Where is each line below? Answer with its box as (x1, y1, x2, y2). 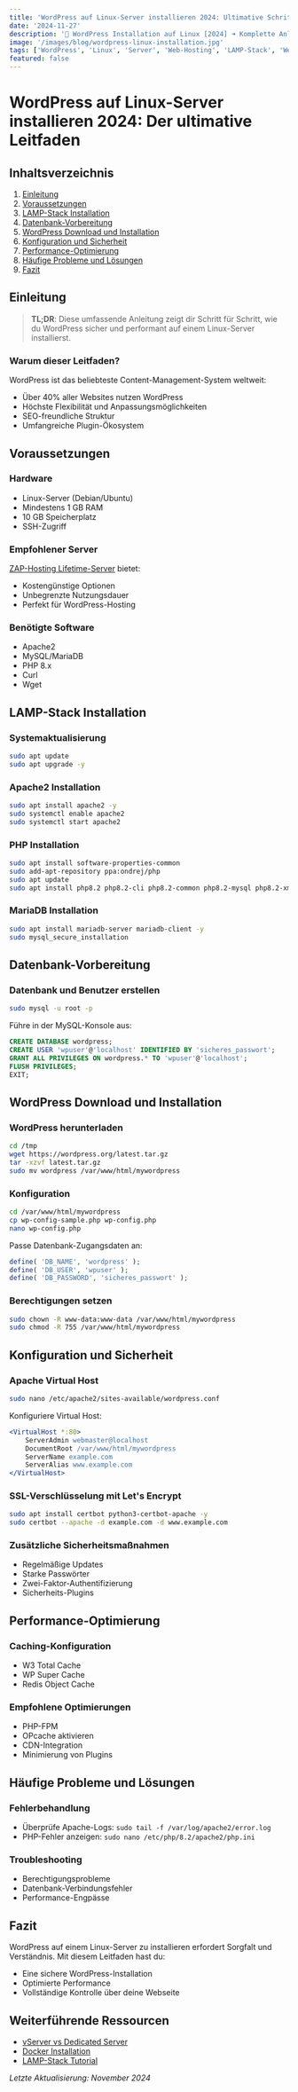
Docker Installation (21, 2046, 91, 2057)
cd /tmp (9, 1142, 38, 1151)
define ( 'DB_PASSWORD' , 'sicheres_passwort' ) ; (9, 1274, 189, 1283)
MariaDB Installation (9, 904, 99, 916)
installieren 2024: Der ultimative (9, 112, 253, 131)
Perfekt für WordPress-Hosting (21, 600, 136, 610)
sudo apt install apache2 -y (9, 801, 117, 810)
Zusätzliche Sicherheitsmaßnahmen (9, 1539, 170, 1552)
